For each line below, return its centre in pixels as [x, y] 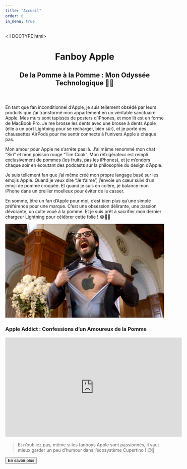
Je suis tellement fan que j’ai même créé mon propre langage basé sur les [82, 175]
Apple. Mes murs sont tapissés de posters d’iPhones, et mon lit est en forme [84, 118]
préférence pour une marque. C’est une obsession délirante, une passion [81, 206]
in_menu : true [20, 21]
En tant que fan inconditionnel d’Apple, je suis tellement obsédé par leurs [81, 107]
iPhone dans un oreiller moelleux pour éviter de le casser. [65, 191]
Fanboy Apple [85, 57]
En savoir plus [21, 460]
